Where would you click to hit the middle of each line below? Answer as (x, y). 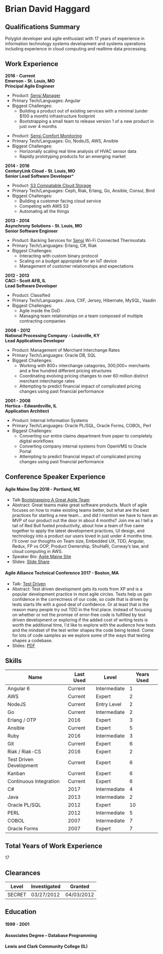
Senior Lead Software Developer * (40, 176)
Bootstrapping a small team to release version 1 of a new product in (87, 121)
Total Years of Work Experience (54, 846)
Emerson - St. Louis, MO (30, 81)
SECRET (17, 895)
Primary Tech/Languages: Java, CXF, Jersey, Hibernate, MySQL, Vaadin (84, 300)
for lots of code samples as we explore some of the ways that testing (81, 635)
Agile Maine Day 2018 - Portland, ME (43, 489)
